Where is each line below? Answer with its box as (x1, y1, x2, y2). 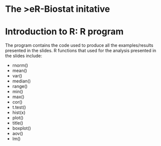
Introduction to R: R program (5, 26, 124, 37)
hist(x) (12, 109, 26, 115)
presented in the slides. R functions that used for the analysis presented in (5, 48, 157, 54)
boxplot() (12, 125, 31, 131)
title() (12, 120, 24, 126)
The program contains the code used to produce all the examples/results (5, 42, 154, 48)
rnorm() (12, 63, 28, 69)
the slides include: (5, 53, 42, 59)
